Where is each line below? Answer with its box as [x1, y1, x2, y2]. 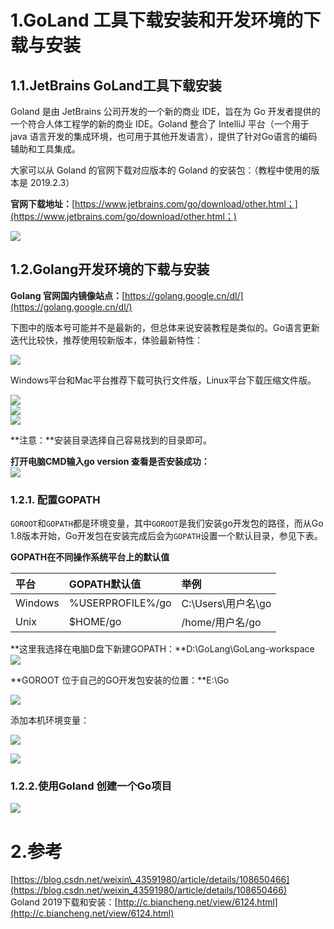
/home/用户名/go [181, 616, 262, 630]
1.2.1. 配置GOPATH [10, 492, 101, 506]
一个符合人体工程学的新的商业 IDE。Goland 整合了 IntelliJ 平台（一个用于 [10, 118, 310, 130]
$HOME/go [68, 615, 122, 629]
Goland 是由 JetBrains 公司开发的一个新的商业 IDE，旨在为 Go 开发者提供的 [10, 106, 321, 117]
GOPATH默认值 [68, 577, 142, 591]
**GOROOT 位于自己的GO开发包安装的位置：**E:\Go [10, 674, 230, 686]
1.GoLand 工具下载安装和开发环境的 [10, 9, 304, 32]
